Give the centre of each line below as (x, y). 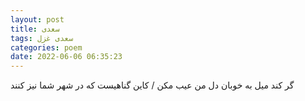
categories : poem (46, 47)
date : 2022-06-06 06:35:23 (66, 57)
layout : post (37, 19)
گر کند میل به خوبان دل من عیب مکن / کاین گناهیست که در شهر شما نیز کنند (152, 85)
